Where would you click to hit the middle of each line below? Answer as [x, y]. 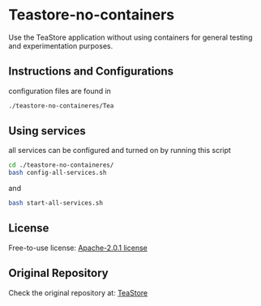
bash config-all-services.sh [58, 173]
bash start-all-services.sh [56, 203]
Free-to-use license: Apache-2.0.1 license [78, 248]
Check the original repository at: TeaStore [78, 292]
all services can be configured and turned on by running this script [120, 151]
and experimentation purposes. [61, 45]
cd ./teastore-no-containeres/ [61, 165]
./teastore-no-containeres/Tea [61, 106]
